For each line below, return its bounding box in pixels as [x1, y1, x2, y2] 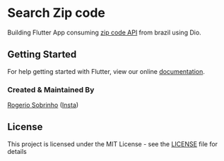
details [7, 147, 27, 155]
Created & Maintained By [7, 84, 95, 94]
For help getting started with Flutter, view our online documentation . [7, 67, 205, 75]
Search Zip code [7, 5, 106, 21]
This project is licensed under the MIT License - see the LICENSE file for [7, 139, 218, 148]
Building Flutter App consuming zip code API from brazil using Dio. [7, 28, 201, 37]
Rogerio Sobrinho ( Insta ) [7, 101, 79, 110]
